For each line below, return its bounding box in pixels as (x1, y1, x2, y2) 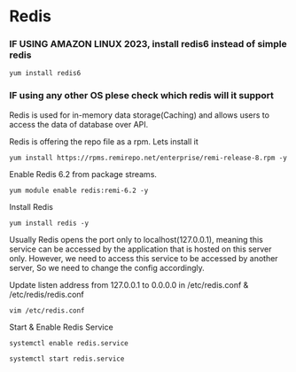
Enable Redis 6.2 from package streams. (9, 168, 158, 179)
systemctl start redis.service (9, 354, 125, 363)
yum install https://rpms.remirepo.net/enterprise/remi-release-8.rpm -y (9, 153, 288, 162)
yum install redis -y (9, 219, 90, 228)
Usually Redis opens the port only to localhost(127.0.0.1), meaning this (9, 234, 263, 244)
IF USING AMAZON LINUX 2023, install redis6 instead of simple (9, 38, 287, 50)
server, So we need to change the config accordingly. (9, 262, 206, 273)
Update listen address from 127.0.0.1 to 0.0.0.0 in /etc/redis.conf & (9, 279, 249, 290)
